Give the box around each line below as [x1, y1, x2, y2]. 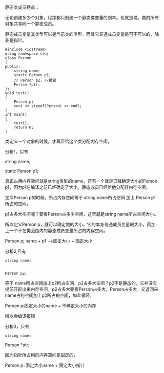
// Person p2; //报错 [14, 78, 56, 83]
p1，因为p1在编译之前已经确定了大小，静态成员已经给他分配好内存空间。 [5, 184, 150, 190]
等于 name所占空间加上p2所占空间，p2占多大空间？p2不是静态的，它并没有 [5, 280, 157, 286]
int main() [5, 112, 27, 117]
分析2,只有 [5, 248, 26, 254]
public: [5, 64, 21, 69]
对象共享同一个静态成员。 [5, 21, 57, 26]
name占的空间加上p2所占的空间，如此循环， [5, 292, 94, 298]
